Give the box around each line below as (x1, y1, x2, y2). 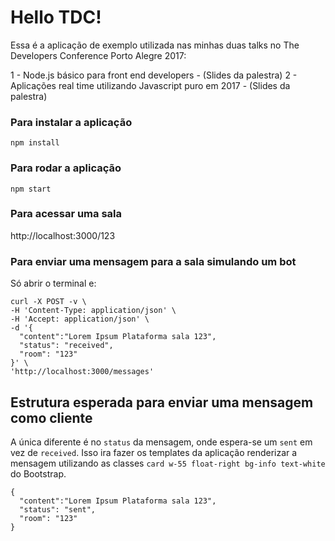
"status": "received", (19, 341, 114, 351)
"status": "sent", (19, 504, 97, 515)
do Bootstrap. (10, 467, 67, 480)
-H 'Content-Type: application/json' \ (10, 306, 177, 316)
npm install (10, 138, 60, 148)
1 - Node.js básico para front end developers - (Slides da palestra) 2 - (10, 69, 298, 81)
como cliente (10, 409, 93, 426)
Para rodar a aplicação (10, 161, 122, 175)
